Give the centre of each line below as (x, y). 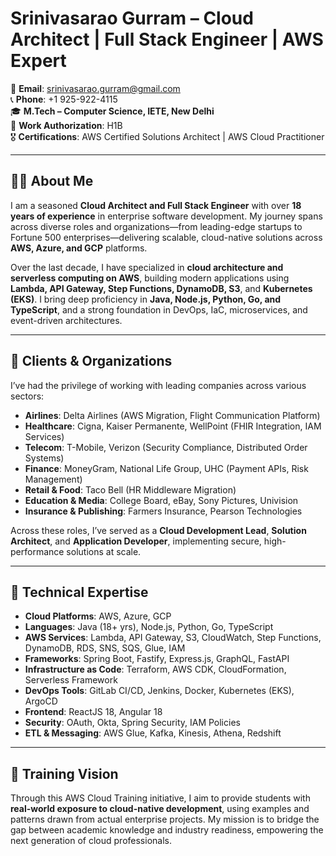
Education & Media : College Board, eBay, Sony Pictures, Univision (161, 500)
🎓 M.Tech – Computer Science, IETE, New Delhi (112, 111)
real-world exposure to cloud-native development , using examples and (160, 809)
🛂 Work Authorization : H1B (66, 125)
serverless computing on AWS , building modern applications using (150, 278)
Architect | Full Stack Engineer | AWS (167, 39)
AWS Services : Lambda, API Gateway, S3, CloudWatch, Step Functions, (173, 638)
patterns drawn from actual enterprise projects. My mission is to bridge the (165, 819)
